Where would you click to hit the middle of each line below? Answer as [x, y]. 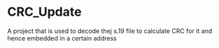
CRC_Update [44, 12]
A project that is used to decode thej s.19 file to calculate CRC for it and [110, 31]
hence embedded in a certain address [62, 38]
